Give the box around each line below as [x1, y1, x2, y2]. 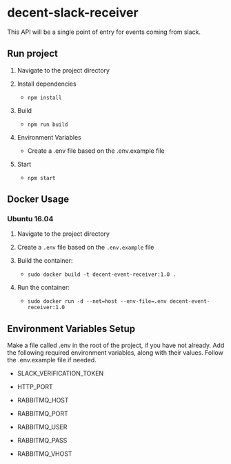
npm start [27, 174, 57, 181]
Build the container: [17, 257, 73, 265]
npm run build [27, 121, 68, 128]
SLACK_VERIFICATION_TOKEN [17, 369, 104, 378]
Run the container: [17, 284, 70, 292]
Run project [7, 48, 59, 59]
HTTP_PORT [17, 382, 53, 391]
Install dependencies [17, 80, 77, 88]
